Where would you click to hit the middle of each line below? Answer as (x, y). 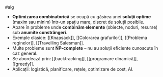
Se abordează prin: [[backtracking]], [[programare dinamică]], (75, 58)
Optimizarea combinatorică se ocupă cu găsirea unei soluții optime (81, 17)
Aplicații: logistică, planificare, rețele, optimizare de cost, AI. (73, 69)
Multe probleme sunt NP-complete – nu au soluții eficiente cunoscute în (85, 48)
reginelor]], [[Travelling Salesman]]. (48, 43)
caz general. (25, 53)
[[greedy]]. (23, 64)
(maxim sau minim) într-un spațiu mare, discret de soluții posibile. (78, 22)
